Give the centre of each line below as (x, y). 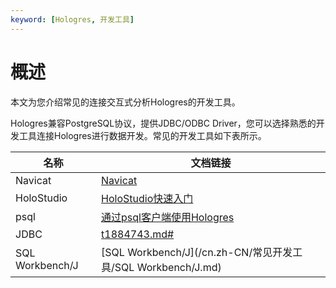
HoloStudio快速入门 (147, 198)
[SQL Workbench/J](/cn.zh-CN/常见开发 (197, 252)
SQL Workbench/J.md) (168, 267)
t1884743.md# (138, 234)
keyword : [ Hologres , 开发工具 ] (72, 19)
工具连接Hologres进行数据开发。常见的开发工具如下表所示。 (142, 135)
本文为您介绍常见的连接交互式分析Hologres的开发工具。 (125, 102)
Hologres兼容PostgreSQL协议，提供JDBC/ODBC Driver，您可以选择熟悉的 (163, 123)
